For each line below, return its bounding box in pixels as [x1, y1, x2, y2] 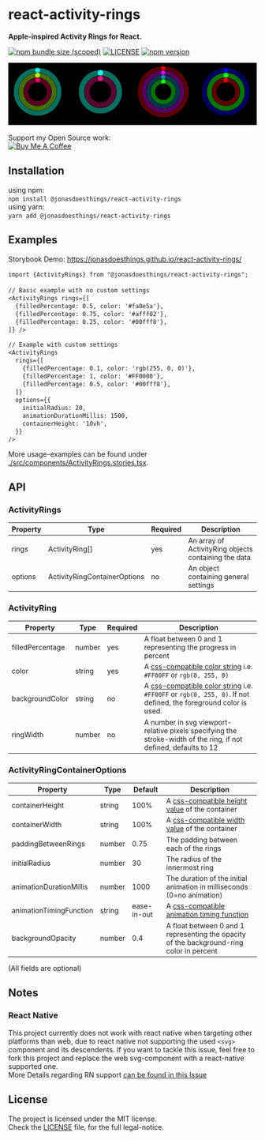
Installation [8, 164, 65, 178]
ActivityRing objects [188, 544, 254, 554]
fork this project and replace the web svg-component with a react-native [8, 1053, 244, 1063]
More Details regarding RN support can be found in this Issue [8, 1070, 207, 1079]
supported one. [8, 1061, 58, 1071]
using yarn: [8, 201, 45, 211]
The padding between [166, 835, 238, 845]
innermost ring [166, 863, 215, 872]
